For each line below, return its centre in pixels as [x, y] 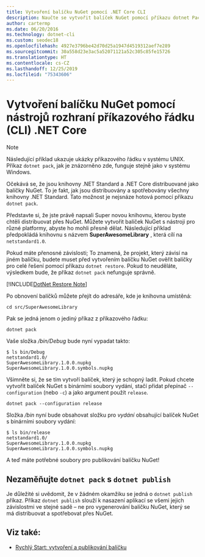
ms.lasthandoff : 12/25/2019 [42, 69]
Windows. [19, 172]
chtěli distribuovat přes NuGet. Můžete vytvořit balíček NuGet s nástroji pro [101, 222]
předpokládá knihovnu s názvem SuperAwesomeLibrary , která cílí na [95, 235]
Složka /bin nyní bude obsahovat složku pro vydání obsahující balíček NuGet [103, 415]
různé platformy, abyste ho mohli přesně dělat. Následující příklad [89, 228]
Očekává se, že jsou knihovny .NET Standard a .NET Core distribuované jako [103, 184]
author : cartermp [28, 23]
